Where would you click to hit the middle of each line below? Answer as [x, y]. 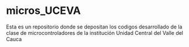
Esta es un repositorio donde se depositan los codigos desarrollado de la [94, 27]
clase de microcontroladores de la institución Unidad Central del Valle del [95, 32]
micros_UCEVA [43, 11]
